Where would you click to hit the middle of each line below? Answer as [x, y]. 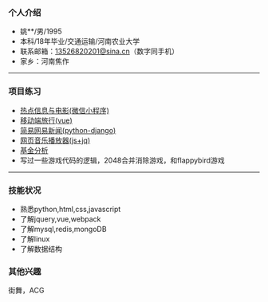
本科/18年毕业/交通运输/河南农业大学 [80, 41]
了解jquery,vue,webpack [60, 219]
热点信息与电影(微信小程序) [65, 110]
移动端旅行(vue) [46, 120]
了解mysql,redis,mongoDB [63, 229]
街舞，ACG [26, 290]
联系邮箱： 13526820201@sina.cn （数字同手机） [99, 51]
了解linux [35, 239]
